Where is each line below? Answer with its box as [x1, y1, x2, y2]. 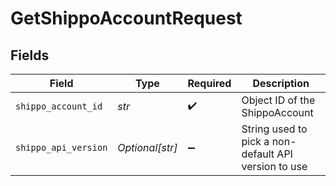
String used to [241, 122, 308, 136]
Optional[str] [117, 141, 178, 154]
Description [252, 77, 310, 90]
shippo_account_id [15, 101, 103, 112]
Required [187, 77, 232, 90]
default [241, 147, 275, 161]
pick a [241, 135, 270, 148]
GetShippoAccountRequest [10, 7, 243, 30]
